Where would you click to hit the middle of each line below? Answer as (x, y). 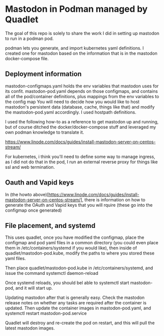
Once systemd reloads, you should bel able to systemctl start (67, 283)
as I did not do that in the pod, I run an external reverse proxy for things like (82, 162)
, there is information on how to (114, 200)
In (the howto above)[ (27, 194)
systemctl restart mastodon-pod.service (46, 313)
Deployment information (44, 74)
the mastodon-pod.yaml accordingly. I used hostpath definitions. (71, 112)
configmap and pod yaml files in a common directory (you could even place (82, 243)
